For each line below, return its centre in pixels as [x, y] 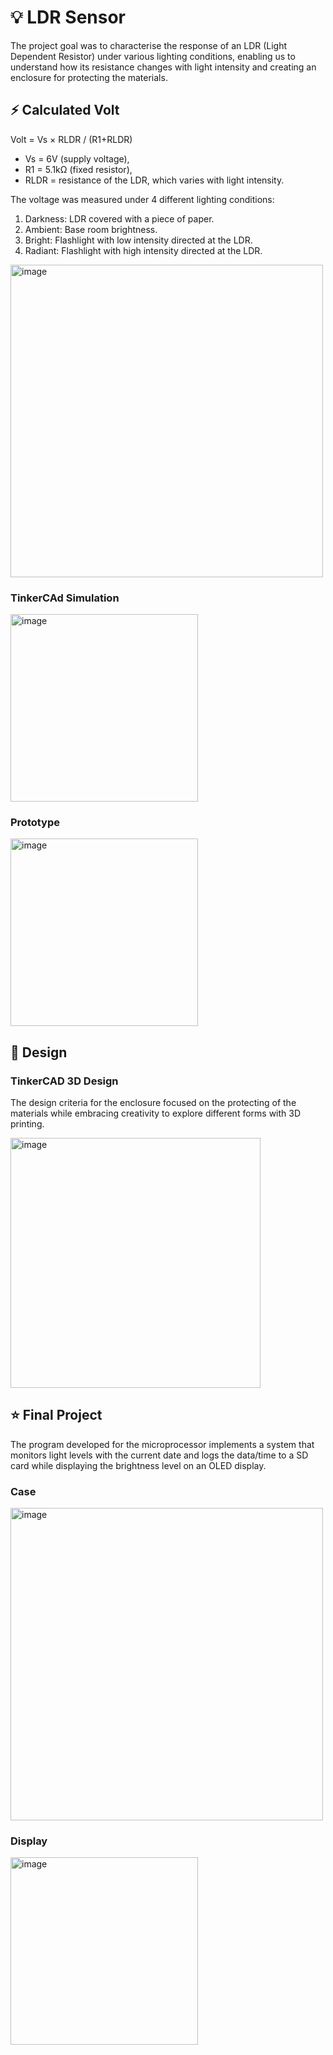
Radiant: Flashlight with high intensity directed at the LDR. [143, 250]
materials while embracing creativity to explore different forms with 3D [156, 1113]
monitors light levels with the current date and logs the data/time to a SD [159, 1455]
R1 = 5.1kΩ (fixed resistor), [78, 169]
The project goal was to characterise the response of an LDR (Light [149, 45]
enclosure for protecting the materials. [89, 77]
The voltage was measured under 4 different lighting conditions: [142, 199]
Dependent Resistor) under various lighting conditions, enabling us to [153, 56]
